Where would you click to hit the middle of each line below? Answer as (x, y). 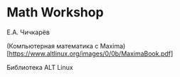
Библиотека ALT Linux (40, 67)
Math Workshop (55, 12)
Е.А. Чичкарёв (28, 32)
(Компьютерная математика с (53, 46)
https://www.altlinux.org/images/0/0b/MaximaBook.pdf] (91, 53)
